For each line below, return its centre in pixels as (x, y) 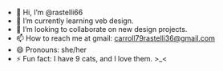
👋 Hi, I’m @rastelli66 (49, 12)
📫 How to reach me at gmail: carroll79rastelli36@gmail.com (115, 38)
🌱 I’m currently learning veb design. (75, 21)
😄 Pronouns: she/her (51, 49)
